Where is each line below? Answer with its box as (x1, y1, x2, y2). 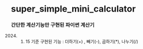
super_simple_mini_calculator (11, 3, 136, 15)
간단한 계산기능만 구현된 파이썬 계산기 (11, 22, 95, 29)
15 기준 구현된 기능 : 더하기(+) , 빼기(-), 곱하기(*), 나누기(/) (25, 39, 139, 45)
